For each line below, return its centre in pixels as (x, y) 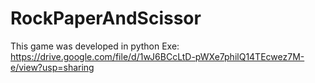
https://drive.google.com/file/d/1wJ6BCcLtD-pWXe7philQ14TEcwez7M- (157, 56)
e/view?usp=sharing (52, 67)
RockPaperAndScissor (106, 18)
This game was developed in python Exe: (95, 46)
